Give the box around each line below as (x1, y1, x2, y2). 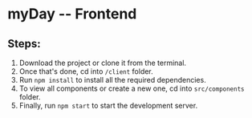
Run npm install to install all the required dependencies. (18, 75, 206, 84)
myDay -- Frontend (7, 5, 137, 23)
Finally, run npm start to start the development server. (18, 101, 198, 110)
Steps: (7, 37, 41, 51)
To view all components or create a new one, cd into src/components (18, 83, 246, 93)
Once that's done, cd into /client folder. (18, 67, 153, 76)
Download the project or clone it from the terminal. (18, 58, 186, 67)
